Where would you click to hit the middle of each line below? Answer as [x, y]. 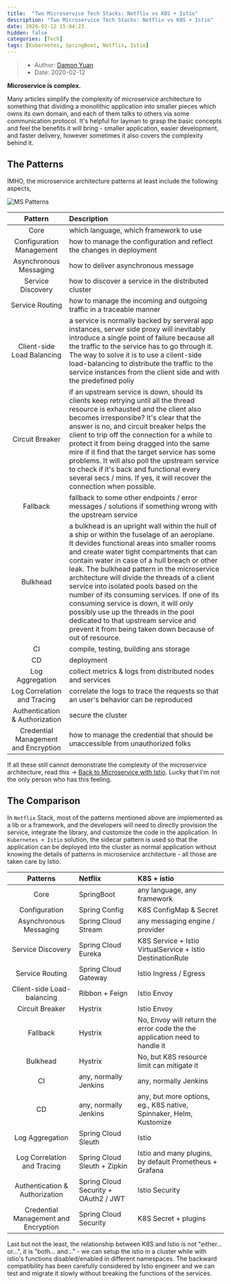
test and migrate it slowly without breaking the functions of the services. [110, 1273]
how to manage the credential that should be [141, 735]
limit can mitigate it [168, 1065]
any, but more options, [174, 1096]
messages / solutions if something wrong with [143, 506]
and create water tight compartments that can [143, 552]
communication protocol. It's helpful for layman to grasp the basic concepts [114, 121]
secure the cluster [98, 715]
